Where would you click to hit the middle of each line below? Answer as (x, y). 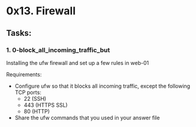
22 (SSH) (35, 98)
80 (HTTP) (37, 111)
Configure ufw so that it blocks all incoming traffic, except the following (102, 86)
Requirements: (24, 74)
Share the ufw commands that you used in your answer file (87, 117)
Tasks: (19, 33)
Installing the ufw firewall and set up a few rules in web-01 (77, 63)
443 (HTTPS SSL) (46, 105)
